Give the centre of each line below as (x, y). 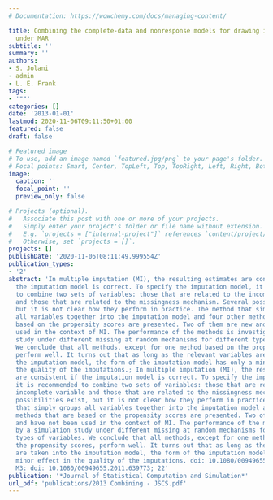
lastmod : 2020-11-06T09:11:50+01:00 (70, 122)
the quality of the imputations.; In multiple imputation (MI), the (134, 370)
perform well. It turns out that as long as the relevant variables (134, 354)
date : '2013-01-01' (41, 114)
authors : (23, 61)
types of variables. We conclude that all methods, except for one (132, 438)
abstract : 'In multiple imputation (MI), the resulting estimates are (130, 279)
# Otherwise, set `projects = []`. (72, 241)
